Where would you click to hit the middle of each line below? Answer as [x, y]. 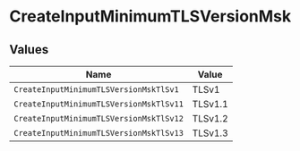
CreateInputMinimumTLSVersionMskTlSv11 [99, 104]
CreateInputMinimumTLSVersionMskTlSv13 [99, 133]
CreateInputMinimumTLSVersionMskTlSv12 [99, 118]
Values [29, 50]
